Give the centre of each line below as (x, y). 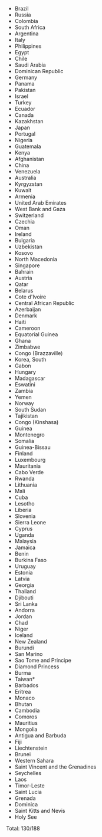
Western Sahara (34, 761)
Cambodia (27, 710)
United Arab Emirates (40, 203)
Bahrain (24, 272)
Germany (26, 77)
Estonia (24, 572)
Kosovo (24, 253)
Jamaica (25, 547)
